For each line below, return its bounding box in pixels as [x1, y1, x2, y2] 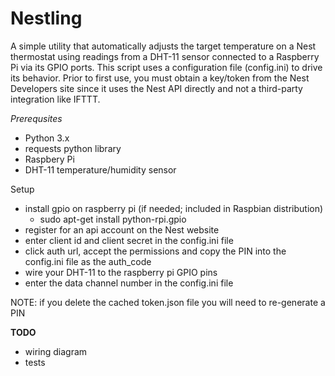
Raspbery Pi [24, 153, 75, 165]
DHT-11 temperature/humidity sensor [24, 163, 177, 176]
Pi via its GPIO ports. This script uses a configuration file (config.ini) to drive [10, 61, 323, 73]
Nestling [10, 7, 83, 30]
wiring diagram [24, 345, 88, 357]
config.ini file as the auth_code [24, 255, 152, 267]
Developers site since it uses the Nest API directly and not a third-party [10, 82, 303, 94]
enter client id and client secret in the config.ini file [24, 234, 234, 246]
